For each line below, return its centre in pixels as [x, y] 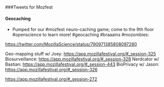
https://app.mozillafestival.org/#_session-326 [51, 70]
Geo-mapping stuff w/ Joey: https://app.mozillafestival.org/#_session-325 [81, 54]
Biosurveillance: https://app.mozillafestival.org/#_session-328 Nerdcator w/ [82, 59]
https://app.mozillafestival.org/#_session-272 [51, 79]
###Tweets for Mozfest [29, 7]
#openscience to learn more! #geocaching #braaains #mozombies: [81, 35]
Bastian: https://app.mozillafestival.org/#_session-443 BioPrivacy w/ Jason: [82, 64]
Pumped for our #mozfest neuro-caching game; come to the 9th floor [83, 30]
